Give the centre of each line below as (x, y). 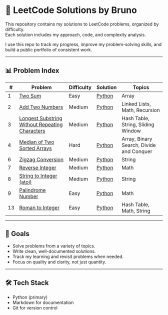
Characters (32, 130)
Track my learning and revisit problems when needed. (68, 256)
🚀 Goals (17, 234)
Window (131, 130)
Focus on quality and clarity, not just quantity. (59, 261)
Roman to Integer (39, 207)
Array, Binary (137, 138)
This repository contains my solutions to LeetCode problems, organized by (82, 24)
